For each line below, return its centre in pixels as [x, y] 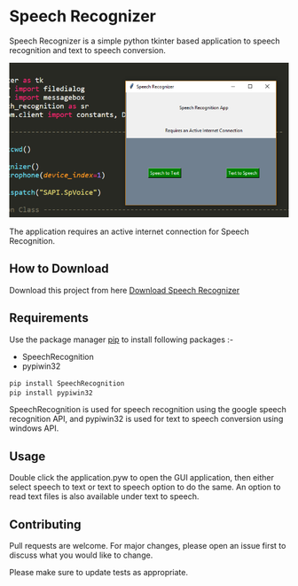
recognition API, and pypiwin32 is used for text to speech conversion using [146, 419]
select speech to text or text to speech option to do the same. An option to [145, 487]
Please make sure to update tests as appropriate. [99, 573]
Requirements [49, 318]
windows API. [34, 428]
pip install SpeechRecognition [67, 383]
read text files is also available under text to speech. [104, 496]
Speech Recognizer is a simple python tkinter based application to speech [145, 41]
